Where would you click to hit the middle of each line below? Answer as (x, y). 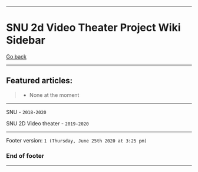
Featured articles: (39, 81)
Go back (16, 56)
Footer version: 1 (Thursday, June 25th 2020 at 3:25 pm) (77, 140)
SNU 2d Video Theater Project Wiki (93, 28)
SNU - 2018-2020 (26, 112)
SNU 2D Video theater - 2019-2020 (48, 123)
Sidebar (26, 40)
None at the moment (54, 95)
